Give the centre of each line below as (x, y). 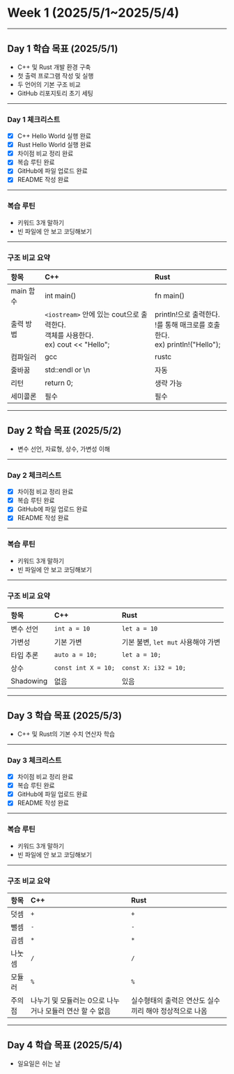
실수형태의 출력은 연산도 (168, 1000)
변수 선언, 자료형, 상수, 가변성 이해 (63, 448)
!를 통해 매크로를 (180, 325)
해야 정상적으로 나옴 (177, 1011)
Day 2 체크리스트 (34, 475)
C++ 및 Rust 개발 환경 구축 (54, 67)
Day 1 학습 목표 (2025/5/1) (63, 49)
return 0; (59, 383)
